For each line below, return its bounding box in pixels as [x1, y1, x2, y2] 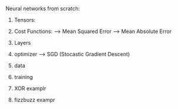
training [14, 74, 33, 80]
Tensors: [14, 16, 36, 23]
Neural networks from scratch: [5, 5, 80, 12]
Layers [14, 39, 31, 46]
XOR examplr [14, 85, 47, 92]
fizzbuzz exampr [14, 97, 56, 103]
